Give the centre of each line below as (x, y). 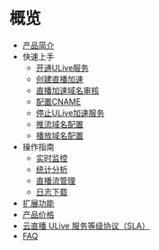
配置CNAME (58, 101)
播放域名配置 (59, 135)
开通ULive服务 (62, 68)
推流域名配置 (59, 124)
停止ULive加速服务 (70, 113)
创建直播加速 (59, 79)
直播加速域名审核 (67, 90)
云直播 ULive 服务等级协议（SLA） (86, 226)
